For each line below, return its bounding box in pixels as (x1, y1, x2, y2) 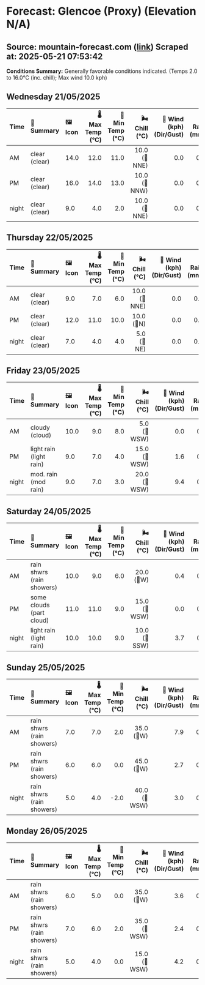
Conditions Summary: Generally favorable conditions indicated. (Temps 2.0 (6, 67, 198, 75)
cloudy (30, 424, 51, 432)
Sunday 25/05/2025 (6, 662, 85, 673)
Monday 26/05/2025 (6, 826, 88, 836)
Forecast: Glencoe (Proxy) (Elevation (6, 4, 196, 18)
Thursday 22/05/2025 (6, 233, 93, 243)
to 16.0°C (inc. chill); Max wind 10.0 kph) (6, 74, 108, 81)
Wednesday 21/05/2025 (6, 92, 101, 102)
